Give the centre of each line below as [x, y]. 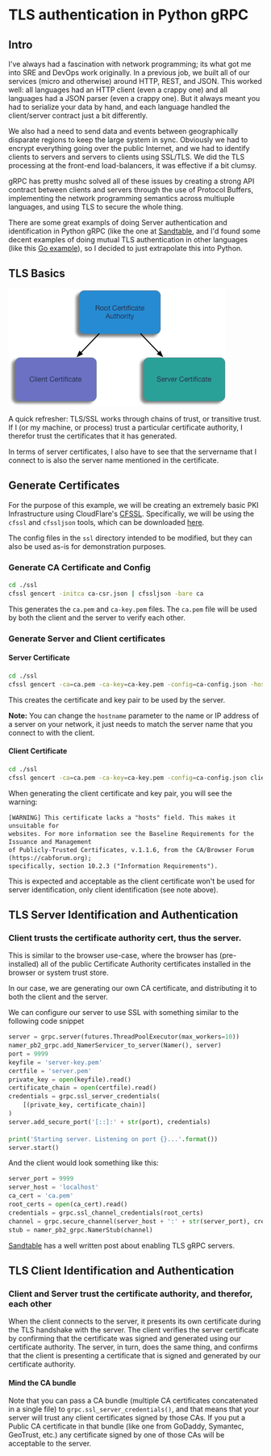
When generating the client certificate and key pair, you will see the [120, 793]
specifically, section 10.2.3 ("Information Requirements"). [113, 866]
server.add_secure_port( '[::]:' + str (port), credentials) [110, 1122]
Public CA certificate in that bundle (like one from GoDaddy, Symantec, [126, 1426]
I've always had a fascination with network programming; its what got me [130, 64]
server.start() [34, 1148]
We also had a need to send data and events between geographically [123, 131]
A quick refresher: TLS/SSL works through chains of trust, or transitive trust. [135, 418]
